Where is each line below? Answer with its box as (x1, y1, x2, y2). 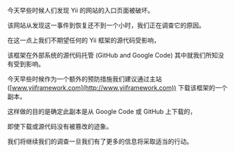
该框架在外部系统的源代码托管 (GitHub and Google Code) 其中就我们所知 (7, 51, 219, 59)
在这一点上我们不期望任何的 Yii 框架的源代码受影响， (7, 36, 160, 44)
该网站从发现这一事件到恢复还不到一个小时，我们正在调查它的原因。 (7, 21, 205, 30)
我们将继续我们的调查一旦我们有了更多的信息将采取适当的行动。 (7, 137, 193, 146)
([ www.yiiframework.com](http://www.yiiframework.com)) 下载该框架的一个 (7, 84, 228, 91)
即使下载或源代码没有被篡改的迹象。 (7, 122, 113, 130)
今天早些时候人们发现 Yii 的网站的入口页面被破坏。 (7, 6, 154, 14)
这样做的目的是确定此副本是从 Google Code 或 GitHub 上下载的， (7, 108, 197, 115)
